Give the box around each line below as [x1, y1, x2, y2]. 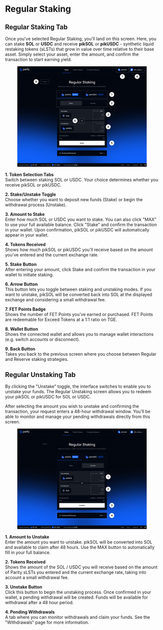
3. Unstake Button [5, 584, 42, 590]
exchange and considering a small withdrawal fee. [5, 297, 106, 303]
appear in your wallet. [5, 232, 49, 238]
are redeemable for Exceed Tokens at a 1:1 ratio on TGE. [5, 316, 117, 323]
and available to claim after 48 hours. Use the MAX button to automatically [5, 545, 155, 550]
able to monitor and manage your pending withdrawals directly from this [5, 414, 150, 420]
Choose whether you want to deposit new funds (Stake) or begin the [5, 197, 143, 203]
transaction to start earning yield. [5, 57, 72, 62]
